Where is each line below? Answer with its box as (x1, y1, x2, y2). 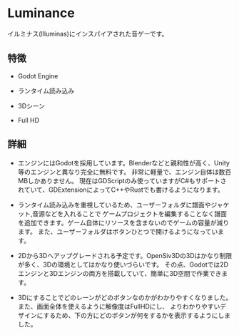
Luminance (7, 5, 75, 21)
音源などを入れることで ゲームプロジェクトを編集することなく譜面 (31, 209, 227, 218)
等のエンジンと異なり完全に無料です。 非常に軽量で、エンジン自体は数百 (17, 167, 232, 176)
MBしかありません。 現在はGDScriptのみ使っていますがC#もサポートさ (17, 176, 227, 185)
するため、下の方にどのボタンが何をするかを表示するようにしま (42, 311, 230, 319)
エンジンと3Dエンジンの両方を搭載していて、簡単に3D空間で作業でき (17, 269, 222, 277)
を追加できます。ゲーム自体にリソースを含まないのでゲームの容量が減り (17, 218, 230, 227)
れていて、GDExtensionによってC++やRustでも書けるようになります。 (17, 185, 224, 194)
